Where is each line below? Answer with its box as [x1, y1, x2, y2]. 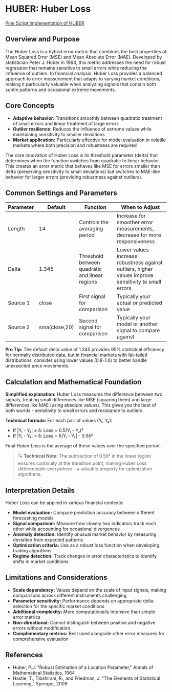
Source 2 [8, 323, 30, 331]
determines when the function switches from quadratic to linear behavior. [5, 157, 160, 164]
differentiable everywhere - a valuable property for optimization [17, 466, 153, 472]
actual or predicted [117, 299, 163, 307]
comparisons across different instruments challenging [12, 592, 127, 598]
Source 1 [8, 299, 30, 307]
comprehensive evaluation [12, 636, 69, 642]
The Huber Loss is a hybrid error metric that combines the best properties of [5, 48, 167, 54]
